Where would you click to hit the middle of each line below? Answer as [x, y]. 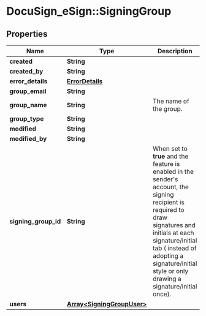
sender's [166, 179]
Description [175, 51]
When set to [170, 149]
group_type [27, 119]
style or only [171, 271]
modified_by [28, 139]
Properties [27, 34]
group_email [28, 91]
